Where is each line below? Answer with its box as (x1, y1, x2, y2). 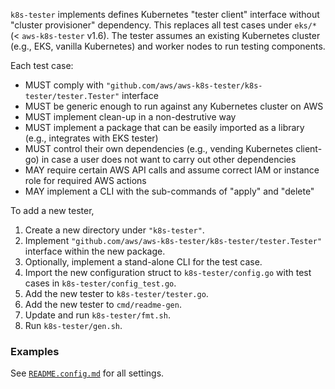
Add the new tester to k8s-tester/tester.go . (24, 288, 209, 299)
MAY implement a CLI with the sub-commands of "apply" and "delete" (24, 185, 315, 197)
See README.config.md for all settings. (10, 367, 165, 379)
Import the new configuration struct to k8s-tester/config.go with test (24, 267, 312, 278)
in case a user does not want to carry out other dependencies (41, 154, 297, 165)
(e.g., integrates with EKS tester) (24, 132, 159, 144)
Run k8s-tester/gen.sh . (24, 320, 123, 331)
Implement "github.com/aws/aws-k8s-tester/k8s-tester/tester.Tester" (24, 235, 323, 246)
